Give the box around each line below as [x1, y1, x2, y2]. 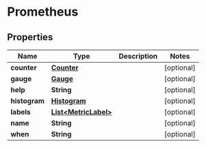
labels [10, 107, 31, 117]
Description [118, 52, 158, 61]
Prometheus [7, 4, 79, 20]
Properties [7, 31, 53, 43]
